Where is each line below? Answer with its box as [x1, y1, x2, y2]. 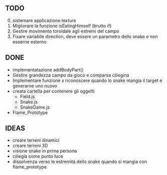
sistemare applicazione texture [12, 17, 76, 23]
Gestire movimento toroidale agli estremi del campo [12, 28, 119, 34]
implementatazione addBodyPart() [12, 66, 84, 72]
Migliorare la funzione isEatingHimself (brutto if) [12, 23, 112, 29]
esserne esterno [12, 39, 47, 45]
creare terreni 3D [12, 143, 48, 149]
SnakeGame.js [20, 104, 50, 110]
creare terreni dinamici [12, 137, 60, 143]
